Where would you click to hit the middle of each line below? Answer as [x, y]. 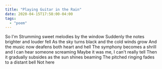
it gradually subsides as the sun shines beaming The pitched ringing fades [80, 57]
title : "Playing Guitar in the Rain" [43, 9]
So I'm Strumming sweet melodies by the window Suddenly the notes [75, 37]
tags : [10, 18]
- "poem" [18, 23]
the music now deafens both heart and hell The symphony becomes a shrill [81, 47]
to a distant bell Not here [30, 62]
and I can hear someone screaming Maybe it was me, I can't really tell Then [81, 52]
